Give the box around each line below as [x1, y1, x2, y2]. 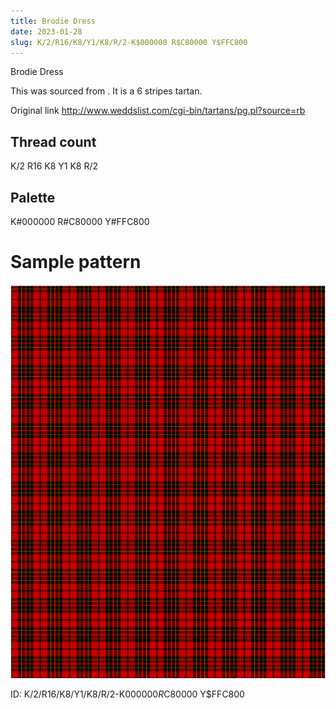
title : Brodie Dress [10, 16, 97, 26]
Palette [10, 189, 56, 206]
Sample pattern [10, 251, 142, 274]
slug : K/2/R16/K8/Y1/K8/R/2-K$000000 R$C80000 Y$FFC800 [10, 37, 248, 47]
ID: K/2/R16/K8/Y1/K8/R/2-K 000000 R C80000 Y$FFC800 [10, 688, 245, 700]
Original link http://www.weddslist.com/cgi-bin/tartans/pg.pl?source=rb [10, 105, 306, 117]
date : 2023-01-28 [10, 26, 83, 37]
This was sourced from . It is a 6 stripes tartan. [10, 85, 203, 97]
